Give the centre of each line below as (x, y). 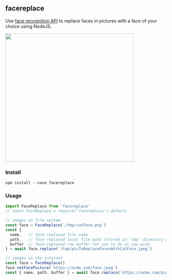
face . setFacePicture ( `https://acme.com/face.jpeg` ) (61, 268)
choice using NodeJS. (29, 26)
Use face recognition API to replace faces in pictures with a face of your (81, 21)
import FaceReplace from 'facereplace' (48, 206)
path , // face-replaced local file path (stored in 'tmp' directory (87, 239)
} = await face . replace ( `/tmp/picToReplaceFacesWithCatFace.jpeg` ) (79, 249)
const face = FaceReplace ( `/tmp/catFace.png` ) (56, 225)
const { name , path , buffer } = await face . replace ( (63, 272)
